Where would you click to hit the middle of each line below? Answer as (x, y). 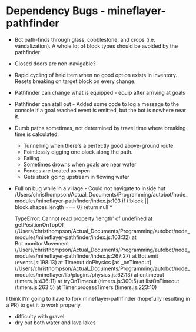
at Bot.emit (145, 256)
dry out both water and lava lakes (55, 323)
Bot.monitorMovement (42, 243)
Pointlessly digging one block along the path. (78, 152)
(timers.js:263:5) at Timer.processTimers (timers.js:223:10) (86, 287)
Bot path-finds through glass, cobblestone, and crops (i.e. (85, 39)
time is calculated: (36, 134)
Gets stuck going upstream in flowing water (76, 177)
